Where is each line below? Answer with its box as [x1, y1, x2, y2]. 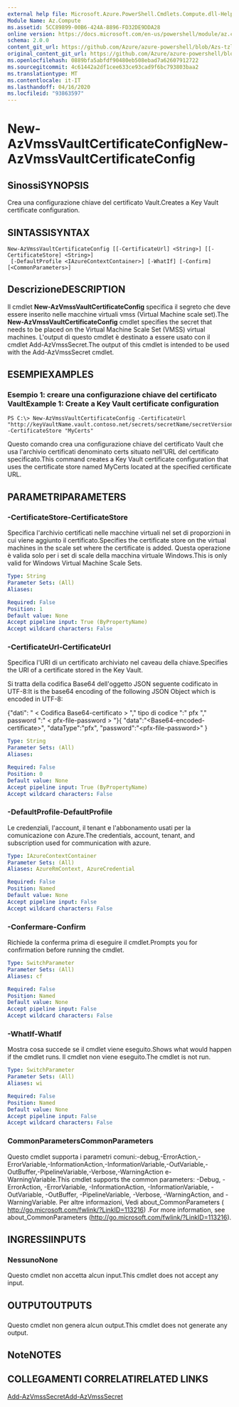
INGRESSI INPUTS [7, 1234, 87, 1245]
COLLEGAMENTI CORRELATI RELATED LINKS [7, 1373, 208, 1386]
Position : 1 [7, 605, 43, 613]
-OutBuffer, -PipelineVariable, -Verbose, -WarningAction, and [45, 1190, 224, 1199]
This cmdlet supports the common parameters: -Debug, [57, 1175, 221, 1184]
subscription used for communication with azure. [7, 839, 152, 847]
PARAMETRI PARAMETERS [7, 491, 127, 503]
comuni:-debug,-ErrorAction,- [113, 1152, 201, 1161]
